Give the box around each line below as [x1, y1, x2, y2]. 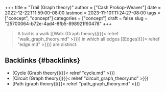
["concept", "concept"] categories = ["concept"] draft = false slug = [5, 15, 148, 21]
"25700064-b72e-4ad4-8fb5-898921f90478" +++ [5, 20, 112, 27]
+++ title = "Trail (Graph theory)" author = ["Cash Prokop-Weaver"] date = [5, 5, 161, 10]
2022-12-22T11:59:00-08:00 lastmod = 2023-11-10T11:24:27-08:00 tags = [5, 10, 161, 16]
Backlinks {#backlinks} [5, 56, 80, 65]
